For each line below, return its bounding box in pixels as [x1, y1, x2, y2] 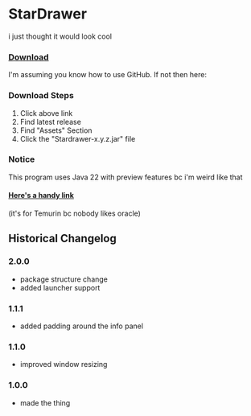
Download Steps [8, 90, 74, 101]
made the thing [19, 397, 71, 407]
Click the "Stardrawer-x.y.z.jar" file [19, 134, 136, 143]
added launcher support [19, 282, 101, 292]
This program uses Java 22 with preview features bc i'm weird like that [8, 172, 243, 182]
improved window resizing [19, 360, 108, 369]
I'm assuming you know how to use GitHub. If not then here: [8, 70, 208, 80]
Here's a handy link [8, 191, 75, 200]
